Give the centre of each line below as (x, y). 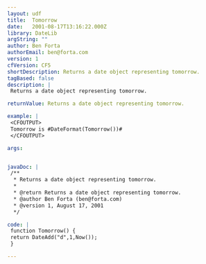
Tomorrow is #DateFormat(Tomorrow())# (66, 129)
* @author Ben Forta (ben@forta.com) (68, 199)
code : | (18, 224)
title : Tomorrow (32, 20)
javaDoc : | (23, 167)
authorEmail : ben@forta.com (48, 53)
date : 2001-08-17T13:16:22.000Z (57, 26)
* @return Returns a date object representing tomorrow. (97, 192)
